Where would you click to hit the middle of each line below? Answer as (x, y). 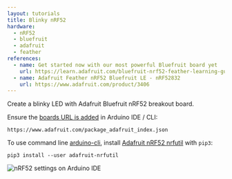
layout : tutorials (33, 13)
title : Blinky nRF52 (37, 20)
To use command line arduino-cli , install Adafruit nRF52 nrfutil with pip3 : (110, 143)
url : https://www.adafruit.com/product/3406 (85, 84)
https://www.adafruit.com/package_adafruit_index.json (88, 130)
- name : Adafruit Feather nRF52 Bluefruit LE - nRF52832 (97, 78)
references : (24, 59)
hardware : (21, 26)
